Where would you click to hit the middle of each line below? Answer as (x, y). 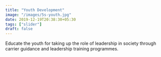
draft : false (19, 29)
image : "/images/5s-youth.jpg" (38, 15)
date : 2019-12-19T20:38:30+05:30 (41, 19)
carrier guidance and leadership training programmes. (62, 49)
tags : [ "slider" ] (24, 24)
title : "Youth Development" (35, 10)
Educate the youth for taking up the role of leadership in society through (81, 43)
